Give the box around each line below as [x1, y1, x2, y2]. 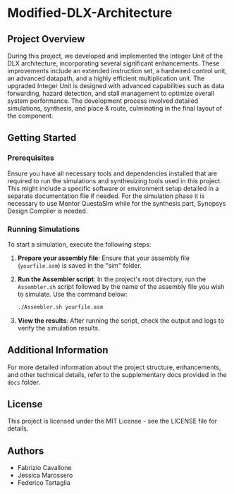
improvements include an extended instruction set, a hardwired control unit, [7, 67, 228, 75]
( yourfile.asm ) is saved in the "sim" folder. [17, 261, 142, 269]
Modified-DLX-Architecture [7, 5, 173, 21]
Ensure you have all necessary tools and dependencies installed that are [7, 169, 217, 178]
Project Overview [7, 33, 85, 45]
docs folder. [7, 378, 41, 386]
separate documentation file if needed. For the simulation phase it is [7, 192, 205, 200]
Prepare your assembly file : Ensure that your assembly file [17, 254, 190, 262]
